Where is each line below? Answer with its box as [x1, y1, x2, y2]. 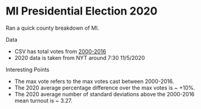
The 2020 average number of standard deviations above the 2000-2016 [14, 90, 195, 97]
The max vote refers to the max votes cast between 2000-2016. [14, 78, 174, 85]
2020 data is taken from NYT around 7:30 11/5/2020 [14, 54, 145, 61]
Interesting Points [5, 65, 50, 73]
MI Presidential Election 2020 [5, 4, 158, 18]
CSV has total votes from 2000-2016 [14, 47, 107, 55]
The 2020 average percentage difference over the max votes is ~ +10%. [14, 84, 196, 91]
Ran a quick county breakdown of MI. [5, 24, 100, 31]
